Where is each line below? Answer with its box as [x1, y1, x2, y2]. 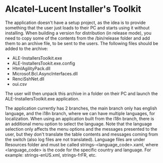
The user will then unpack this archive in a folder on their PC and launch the [5, 91, 158, 96]
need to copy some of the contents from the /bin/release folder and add [5, 35, 150, 41]
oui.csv [12, 81, 27, 87]
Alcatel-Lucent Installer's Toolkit [5, 3, 141, 15]
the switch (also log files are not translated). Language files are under [5, 136, 145, 142]
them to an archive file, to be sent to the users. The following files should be [5, 40, 158, 46]
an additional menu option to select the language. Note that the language [5, 121, 152, 127]
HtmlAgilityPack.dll [12, 65, 50, 71]
